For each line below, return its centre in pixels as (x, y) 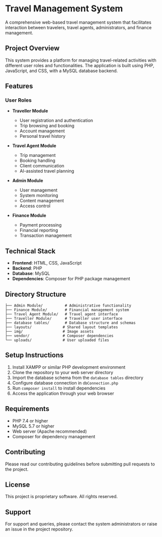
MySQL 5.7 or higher (33, 426)
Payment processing (40, 225)
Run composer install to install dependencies (59, 388)
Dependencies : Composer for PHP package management (71, 279)
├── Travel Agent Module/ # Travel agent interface (62, 314)
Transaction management (46, 235)
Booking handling (38, 160)
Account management (42, 131)
